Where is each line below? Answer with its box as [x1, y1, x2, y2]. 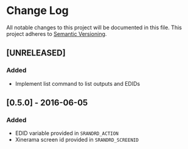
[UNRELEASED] [6, 48, 66, 58]
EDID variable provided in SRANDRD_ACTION [15, 130, 119, 137]
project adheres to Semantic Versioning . [6, 30, 107, 37]
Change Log [6, 4, 69, 18]
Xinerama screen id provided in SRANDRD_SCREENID [15, 136, 139, 144]
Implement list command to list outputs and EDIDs [15, 80, 141, 87]
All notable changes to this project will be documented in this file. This [6, 24, 183, 31]
